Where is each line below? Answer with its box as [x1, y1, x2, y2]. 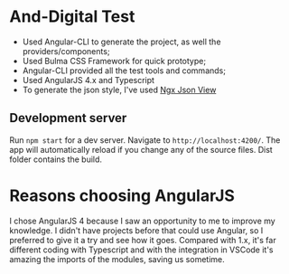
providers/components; [22, 45, 110, 56]
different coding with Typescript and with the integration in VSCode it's [9, 244, 274, 255]
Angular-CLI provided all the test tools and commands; [22, 65, 226, 76]
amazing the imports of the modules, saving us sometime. [9, 253, 225, 264]
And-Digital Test [9, 6, 135, 27]
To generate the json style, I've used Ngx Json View [22, 84, 217, 95]
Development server [9, 110, 127, 126]
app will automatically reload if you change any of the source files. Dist [9, 144, 273, 155]
